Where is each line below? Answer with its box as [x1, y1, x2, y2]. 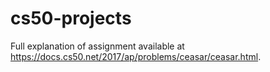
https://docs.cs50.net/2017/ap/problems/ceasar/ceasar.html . [10, 50, 262, 62]
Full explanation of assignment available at [10, 40, 185, 52]
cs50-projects [10, 7, 132, 30]
